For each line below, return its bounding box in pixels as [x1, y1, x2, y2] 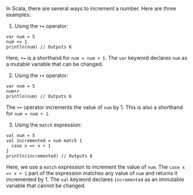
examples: [6, 11, 31, 18]
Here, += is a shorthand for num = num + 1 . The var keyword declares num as [6, 54, 188, 61]
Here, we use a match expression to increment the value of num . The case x [6, 163, 185, 170]
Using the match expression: [14, 121, 82, 128]
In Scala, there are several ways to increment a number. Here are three [6, 5, 177, 12]
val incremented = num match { [6, 138, 82, 143]
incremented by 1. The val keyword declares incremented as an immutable [6, 176, 184, 183]
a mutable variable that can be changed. [6, 61, 104, 67]
